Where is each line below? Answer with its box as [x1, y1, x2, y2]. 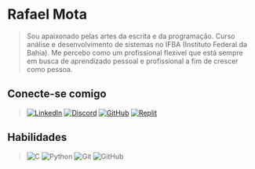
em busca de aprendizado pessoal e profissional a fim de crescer [26, 56, 239, 66]
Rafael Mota [7, 5, 88, 23]
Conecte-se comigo [7, 88, 107, 101]
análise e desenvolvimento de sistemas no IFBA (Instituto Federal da [26, 39, 248, 49]
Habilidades [7, 131, 67, 144]
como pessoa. [26, 64, 73, 74]
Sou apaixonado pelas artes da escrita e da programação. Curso [26, 31, 235, 41]
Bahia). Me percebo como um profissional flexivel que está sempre [26, 48, 244, 57]
